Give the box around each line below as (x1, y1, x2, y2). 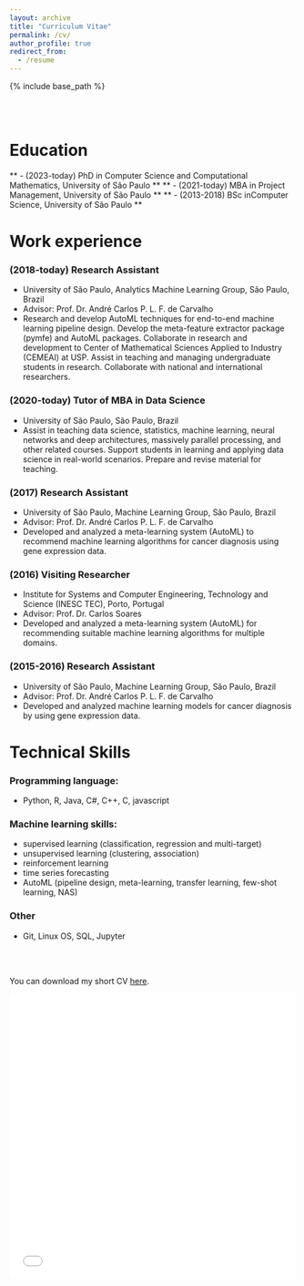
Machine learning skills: (9, 818, 117, 830)
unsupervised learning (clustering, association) (22, 849, 200, 859)
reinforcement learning (22, 858, 109, 869)
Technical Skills (9, 742, 131, 762)
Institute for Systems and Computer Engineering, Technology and (22, 589, 269, 600)
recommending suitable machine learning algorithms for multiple (22, 628, 266, 639)
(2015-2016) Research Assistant (9, 660, 156, 673)
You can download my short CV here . (9, 975, 150, 986)
